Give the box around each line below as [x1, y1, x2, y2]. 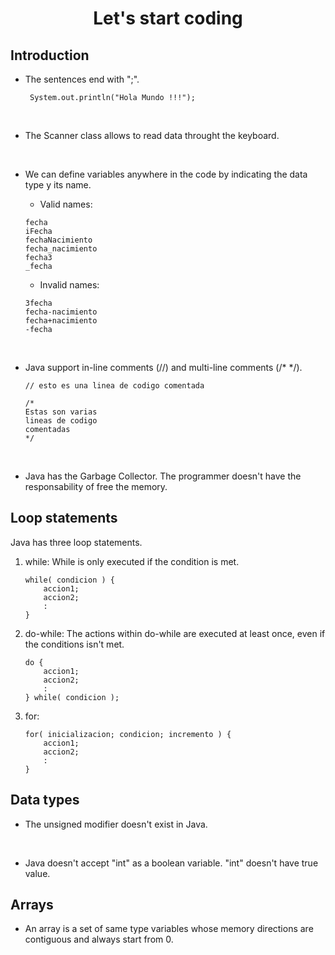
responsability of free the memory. [24, 481, 168, 492]
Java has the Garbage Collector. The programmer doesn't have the [24, 470, 302, 482]
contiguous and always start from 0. [24, 933, 174, 946]
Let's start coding [93, 7, 243, 30]
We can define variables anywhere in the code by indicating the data [24, 168, 308, 180]
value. [24, 867, 51, 879]
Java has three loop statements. [10, 536, 143, 548]
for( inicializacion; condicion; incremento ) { [24, 729, 232, 739]
